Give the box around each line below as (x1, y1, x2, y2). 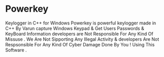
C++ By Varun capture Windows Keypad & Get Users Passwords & (5, 25, 145, 31)
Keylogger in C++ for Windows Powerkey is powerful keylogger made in (5, 20, 156, 26)
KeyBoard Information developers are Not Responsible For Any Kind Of (5, 31, 153, 37)
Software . (5, 47, 27, 53)
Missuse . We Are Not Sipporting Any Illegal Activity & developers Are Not (5, 36, 159, 42)
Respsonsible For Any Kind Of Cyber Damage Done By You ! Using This (5, 41, 155, 47)
